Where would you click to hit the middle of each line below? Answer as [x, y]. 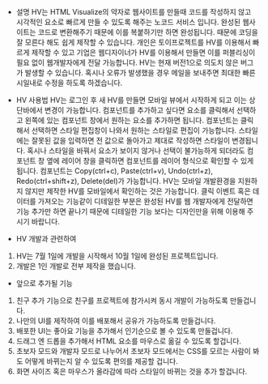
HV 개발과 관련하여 [46, 239]
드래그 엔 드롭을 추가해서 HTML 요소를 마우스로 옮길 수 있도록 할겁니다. [128, 341]
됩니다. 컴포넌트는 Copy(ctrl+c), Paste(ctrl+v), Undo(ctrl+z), [114, 171]
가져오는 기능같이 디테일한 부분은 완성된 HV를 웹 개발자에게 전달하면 [145, 201]
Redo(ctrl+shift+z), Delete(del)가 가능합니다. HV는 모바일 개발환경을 [126, 181]
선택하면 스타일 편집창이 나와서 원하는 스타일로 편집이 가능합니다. [134, 130]
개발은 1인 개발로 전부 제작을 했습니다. [76, 266]
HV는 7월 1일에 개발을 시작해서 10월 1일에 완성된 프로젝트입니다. [117, 256]
